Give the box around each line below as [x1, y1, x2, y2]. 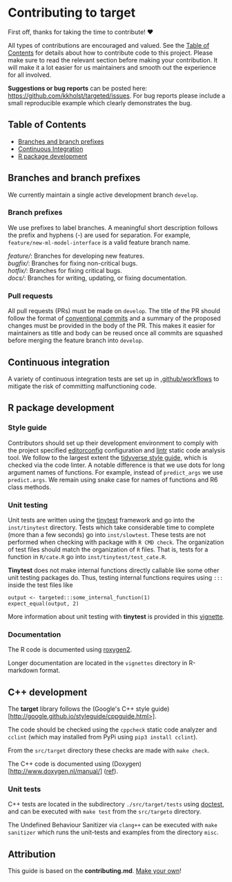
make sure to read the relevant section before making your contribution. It [8, 55, 218, 64]
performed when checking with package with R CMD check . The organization [8, 538, 224, 546]
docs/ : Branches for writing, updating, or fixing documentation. [8, 274, 187, 282]
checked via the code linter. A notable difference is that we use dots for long [8, 461, 225, 469]
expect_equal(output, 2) [8, 600, 79, 607]
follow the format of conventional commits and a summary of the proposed [8, 314, 222, 323]
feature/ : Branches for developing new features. [8, 252, 144, 260]
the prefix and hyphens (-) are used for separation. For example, [8, 231, 191, 239]
